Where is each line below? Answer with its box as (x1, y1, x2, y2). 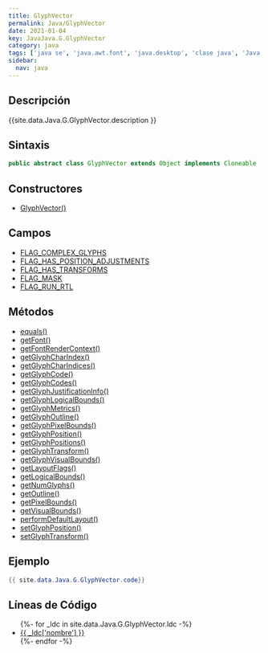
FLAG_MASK (19, 273, 63, 283)
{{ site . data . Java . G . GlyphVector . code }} (8, 576, 146, 584)
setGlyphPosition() (19, 523, 82, 533)
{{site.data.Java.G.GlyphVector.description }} (8, 115, 157, 124)
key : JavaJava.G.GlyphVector (8, 34, 106, 43)
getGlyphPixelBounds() (19, 420, 97, 430)
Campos (8, 227, 51, 240)
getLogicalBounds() (19, 471, 86, 481)
